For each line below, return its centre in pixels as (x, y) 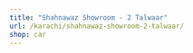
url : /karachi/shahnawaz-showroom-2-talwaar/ (96, 26)
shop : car (28, 34)
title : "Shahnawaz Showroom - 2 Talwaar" (89, 18)
